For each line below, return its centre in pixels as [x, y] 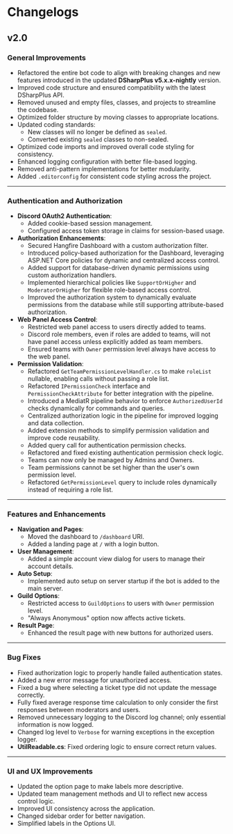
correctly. [31, 695]
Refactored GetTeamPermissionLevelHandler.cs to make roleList [119, 371]
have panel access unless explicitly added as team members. [115, 342]
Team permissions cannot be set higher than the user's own [113, 468]
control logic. [36, 801]
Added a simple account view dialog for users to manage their [116, 559]
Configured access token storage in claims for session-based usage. [126, 231]
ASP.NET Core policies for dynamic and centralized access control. [124, 260]
